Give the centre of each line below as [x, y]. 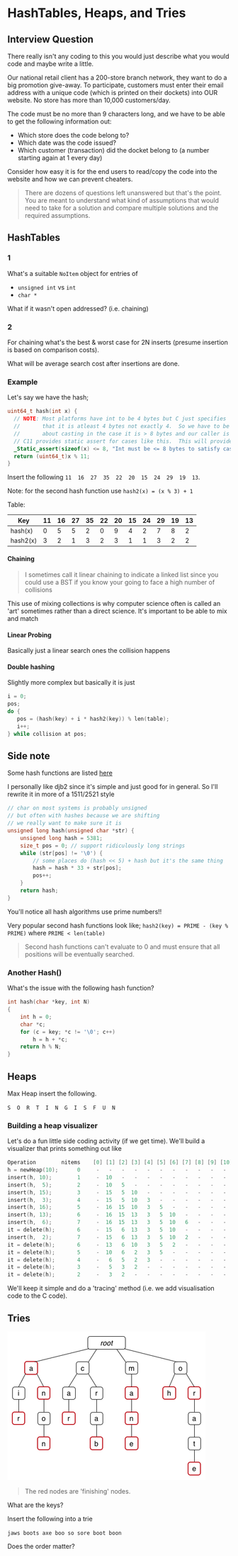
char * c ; [33, 1024]
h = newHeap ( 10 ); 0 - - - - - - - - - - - [117, 1170]
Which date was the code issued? [67, 143]
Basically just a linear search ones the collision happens [89, 651]
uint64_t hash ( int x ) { [42, 412]
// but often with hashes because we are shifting [84, 816]
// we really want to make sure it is [64, 823]
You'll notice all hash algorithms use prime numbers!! [85, 911]
